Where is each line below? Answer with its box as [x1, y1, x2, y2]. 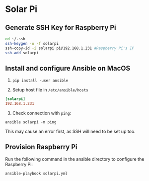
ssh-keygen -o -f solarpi [5, 41, 59, 46]
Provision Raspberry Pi [5, 143, 77, 151]
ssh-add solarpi [5, 50, 39, 55]
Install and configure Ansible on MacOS [5, 64, 131, 73]
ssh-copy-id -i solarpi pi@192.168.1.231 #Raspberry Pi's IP [5, 46, 135, 51]
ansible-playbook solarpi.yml [5, 171, 68, 176]
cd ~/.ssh [5, 36, 26, 41]
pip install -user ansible [12, 78, 69, 83]
